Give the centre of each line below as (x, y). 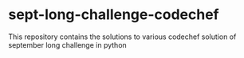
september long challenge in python (68, 44)
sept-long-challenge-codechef (114, 15)
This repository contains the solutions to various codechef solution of (122, 37)
